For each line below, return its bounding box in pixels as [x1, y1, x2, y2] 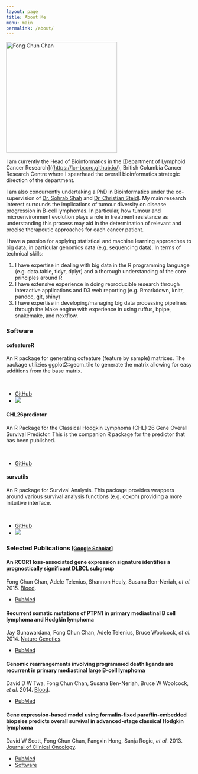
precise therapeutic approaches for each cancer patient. [6, 226, 144, 233]
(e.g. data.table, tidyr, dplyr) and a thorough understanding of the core [14, 268, 186, 275]
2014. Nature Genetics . [6, 635, 62, 642]
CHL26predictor [6, 410, 47, 418]
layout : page [6, 8, 38, 15]
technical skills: [6, 250, 44, 257]
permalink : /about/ [6, 25, 54, 31]
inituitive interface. [6, 499, 51, 506]
